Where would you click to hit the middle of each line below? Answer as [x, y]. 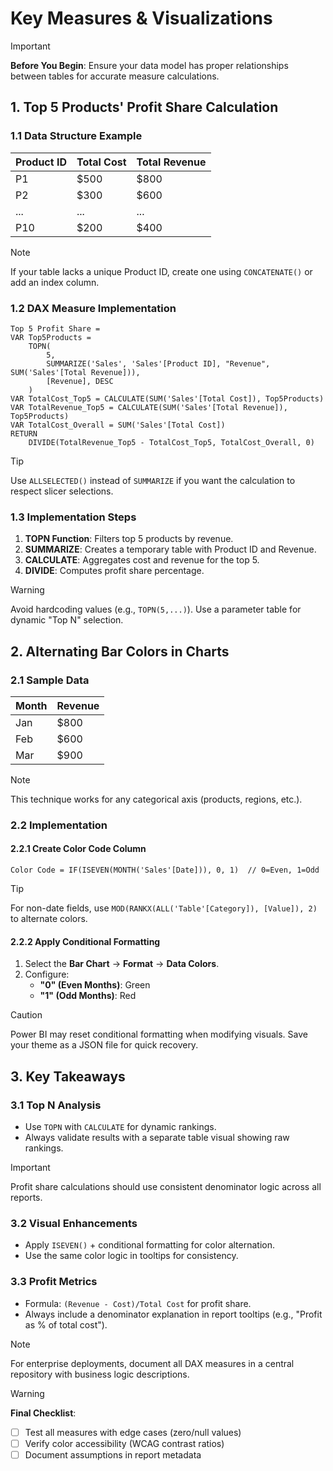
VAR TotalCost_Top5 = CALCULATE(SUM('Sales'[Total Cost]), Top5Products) [167, 398]
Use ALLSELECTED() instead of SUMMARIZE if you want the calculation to [153, 480]
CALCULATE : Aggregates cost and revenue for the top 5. [142, 560]
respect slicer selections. [62, 491]
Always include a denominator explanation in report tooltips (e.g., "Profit [173, 1314]
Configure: [47, 974]
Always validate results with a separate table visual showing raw [157, 1137]
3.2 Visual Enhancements [74, 1223]
